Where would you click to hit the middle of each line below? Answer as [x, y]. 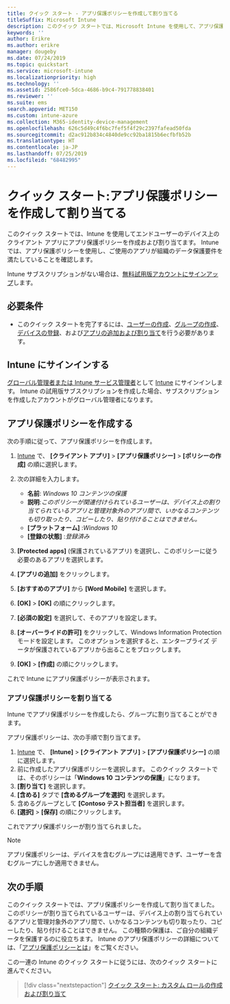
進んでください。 [31, 970]
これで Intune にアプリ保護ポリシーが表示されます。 [80, 679]
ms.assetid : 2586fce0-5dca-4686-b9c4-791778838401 [81, 90]
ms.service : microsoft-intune [50, 71]
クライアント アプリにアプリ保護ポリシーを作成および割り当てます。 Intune [113, 242]
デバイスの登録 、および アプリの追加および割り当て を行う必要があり [113, 333]
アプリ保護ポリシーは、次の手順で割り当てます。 [76, 737]
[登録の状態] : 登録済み [59, 536]
